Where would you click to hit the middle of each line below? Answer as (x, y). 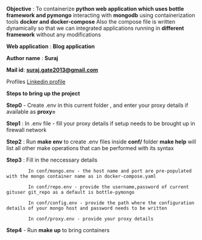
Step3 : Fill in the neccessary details (52, 160)
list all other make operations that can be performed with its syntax (90, 148)
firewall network (26, 130)
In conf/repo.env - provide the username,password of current (109, 187)
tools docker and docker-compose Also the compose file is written (91, 22)
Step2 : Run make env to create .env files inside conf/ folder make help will (101, 142)
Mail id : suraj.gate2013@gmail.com (52, 70)
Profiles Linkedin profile (36, 82)
